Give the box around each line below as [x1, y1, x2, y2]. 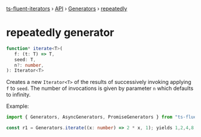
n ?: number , [14, 62, 44, 68]
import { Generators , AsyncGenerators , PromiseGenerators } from [6, 114, 172, 120]
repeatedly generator [6, 26, 115, 39]
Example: [6, 102, 29, 110]
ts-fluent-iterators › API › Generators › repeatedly [6, 5, 127, 12]
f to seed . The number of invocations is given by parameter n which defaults [6, 85, 194, 92]
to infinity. [6, 91, 31, 98]
